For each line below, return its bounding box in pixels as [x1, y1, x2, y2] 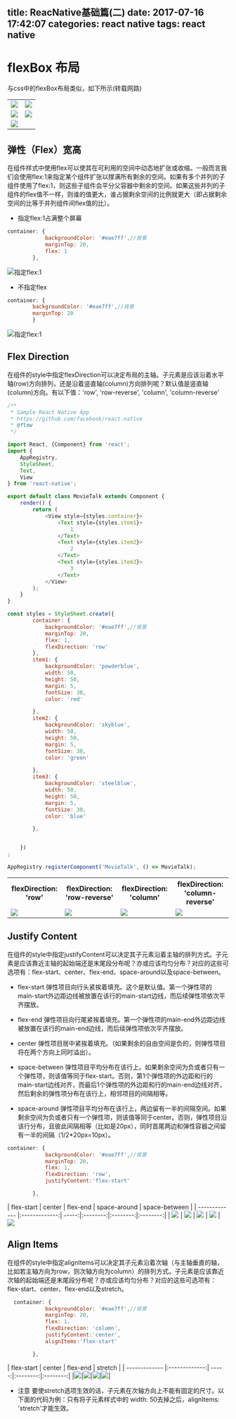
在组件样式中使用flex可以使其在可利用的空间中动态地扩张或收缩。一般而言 [7, 164, 221, 173]
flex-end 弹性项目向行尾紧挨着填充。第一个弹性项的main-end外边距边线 [17, 1015, 226, 1023]
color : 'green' [44, 754, 90, 761]
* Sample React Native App [10, 408, 90, 415]
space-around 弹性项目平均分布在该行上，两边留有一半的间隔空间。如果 [17, 1104, 227, 1113]
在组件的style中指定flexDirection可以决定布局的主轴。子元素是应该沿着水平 [7, 370, 225, 379]
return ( [32, 506, 58, 513]
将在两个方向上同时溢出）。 [17, 1048, 95, 1056]
